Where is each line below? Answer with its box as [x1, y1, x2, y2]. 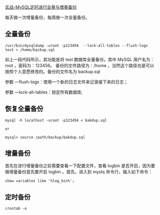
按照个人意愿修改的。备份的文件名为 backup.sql [5, 68, 101, 74]
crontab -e [5, 206, 27, 211]
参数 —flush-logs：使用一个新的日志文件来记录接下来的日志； [5, 79, 128, 85]
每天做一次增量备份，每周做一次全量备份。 [5, 15, 90, 20]
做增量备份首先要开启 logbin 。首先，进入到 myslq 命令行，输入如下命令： [5, 169, 153, 175]
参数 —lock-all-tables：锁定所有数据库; [5, 89, 83, 95]
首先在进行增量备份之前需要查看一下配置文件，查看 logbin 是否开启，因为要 [5, 163, 156, 169]
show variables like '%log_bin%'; [5, 179, 75, 184]
